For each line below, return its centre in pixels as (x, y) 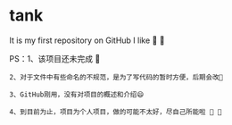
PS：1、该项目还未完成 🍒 (55, 58)
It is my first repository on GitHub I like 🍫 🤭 (87, 40)
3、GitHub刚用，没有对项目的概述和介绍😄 (77, 95)
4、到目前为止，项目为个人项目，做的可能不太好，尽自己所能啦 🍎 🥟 (116, 112)
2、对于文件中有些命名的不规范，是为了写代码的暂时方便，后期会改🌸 (116, 77)
